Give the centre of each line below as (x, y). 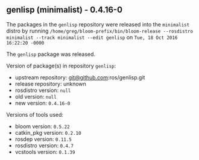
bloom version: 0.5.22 (43, 126)
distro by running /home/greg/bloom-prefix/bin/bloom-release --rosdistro (100, 31)
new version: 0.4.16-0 (43, 103)
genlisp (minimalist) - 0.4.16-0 (64, 10)
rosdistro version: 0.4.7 (44, 145)
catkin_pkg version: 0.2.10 (48, 132)
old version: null (36, 96)
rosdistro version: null (43, 90)
